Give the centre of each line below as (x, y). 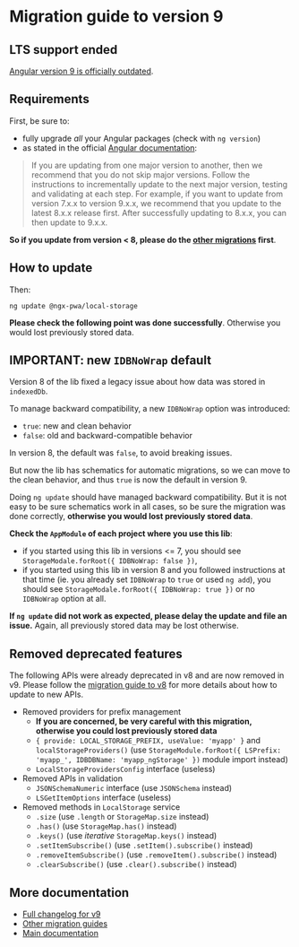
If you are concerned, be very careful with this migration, (144, 721)
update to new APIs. (46, 695)
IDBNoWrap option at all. (64, 599)
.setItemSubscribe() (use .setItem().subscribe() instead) (144, 846)
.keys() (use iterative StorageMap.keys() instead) (126, 836)
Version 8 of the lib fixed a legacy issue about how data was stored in (137, 382)
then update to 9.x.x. (69, 222)
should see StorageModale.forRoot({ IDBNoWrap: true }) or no (138, 589)
